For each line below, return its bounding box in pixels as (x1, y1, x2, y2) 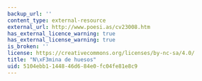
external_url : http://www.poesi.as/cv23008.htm (7, 23, 151, 30)
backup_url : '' (7, 10, 52, 18)
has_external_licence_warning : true (7, 30, 116, 37)
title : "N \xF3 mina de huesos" (7, 56, 97, 63)
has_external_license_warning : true (7, 37, 116, 44)
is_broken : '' (7, 43, 50, 50)
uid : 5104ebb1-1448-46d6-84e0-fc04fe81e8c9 (7, 63, 138, 70)
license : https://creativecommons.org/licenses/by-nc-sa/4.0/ (7, 50, 195, 57)
